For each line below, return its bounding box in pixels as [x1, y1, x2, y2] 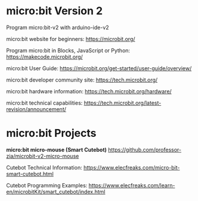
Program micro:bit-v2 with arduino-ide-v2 [6, 24, 109, 31]
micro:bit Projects [6, 127, 97, 140]
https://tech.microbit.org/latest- [83, 99, 162, 106]
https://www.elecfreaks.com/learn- [88, 181, 175, 189]
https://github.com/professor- [108, 146, 182, 153]
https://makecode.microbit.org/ [6, 53, 83, 60]
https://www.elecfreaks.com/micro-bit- [83, 164, 180, 171]
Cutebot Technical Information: [6, 164, 82, 171]
